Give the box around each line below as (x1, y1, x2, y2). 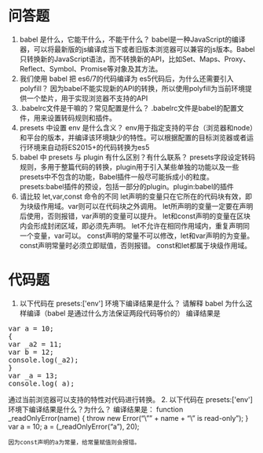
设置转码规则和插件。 (46, 113, 116, 122)
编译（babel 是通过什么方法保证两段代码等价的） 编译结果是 (26, 308, 221, 318)
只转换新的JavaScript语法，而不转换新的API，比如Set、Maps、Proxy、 (19, 54, 250, 64)
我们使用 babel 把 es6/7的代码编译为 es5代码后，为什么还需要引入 (19, 74, 234, 83)
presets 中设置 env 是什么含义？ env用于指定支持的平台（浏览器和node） (19, 122, 254, 132)
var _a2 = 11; (8, 339, 63, 349)
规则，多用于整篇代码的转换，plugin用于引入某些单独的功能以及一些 (19, 162, 239, 171)
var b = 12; (8, 347, 54, 356)
